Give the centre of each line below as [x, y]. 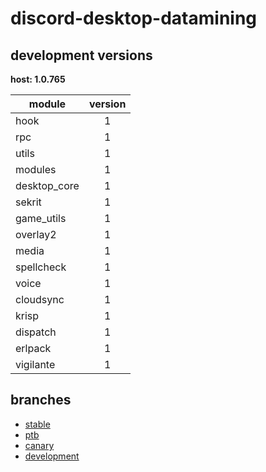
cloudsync [40, 299]
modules [36, 169]
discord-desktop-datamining [134, 18]
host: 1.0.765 [38, 79]
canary [39, 445]
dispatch [36, 332]
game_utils [41, 218]
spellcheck [41, 267]
